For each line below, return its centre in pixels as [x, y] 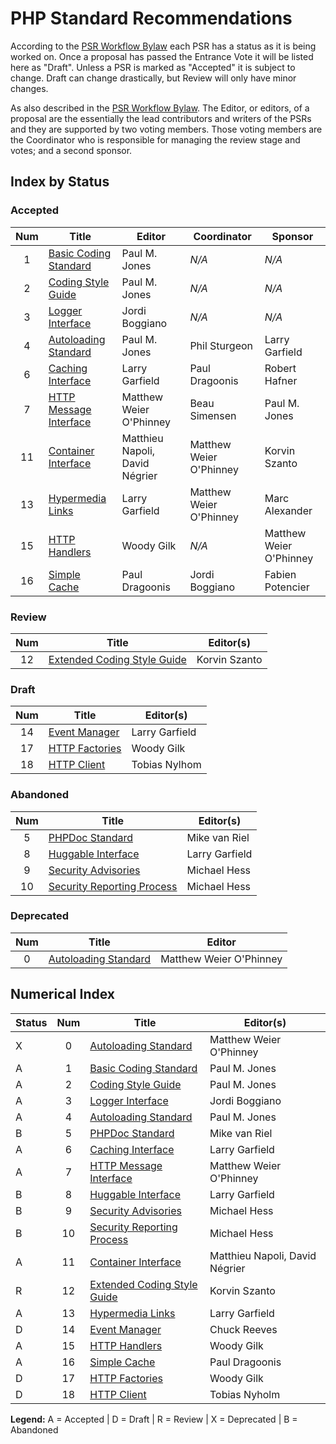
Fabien [280, 574]
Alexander [288, 510]
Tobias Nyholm [245, 1394]
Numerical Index [62, 994]
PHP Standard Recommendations [151, 18]
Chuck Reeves [243, 1329]
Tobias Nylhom [166, 765]
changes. [29, 88]
